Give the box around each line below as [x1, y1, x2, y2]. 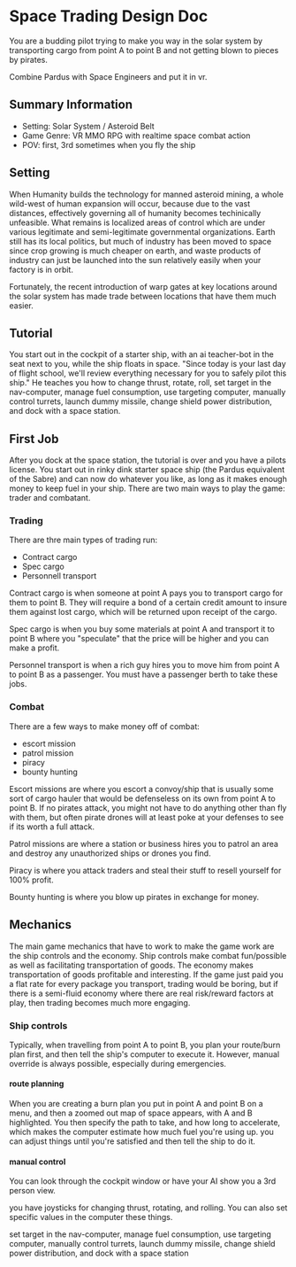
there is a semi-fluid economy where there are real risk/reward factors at [9, 988, 274, 999]
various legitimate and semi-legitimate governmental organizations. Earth [9, 226, 276, 237]
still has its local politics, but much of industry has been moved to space [9, 236, 272, 246]
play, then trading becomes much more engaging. [9, 997, 191, 1007]
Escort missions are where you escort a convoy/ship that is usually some [9, 783, 274, 794]
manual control [9, 1156, 66, 1167]
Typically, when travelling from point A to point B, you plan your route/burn [9, 1039, 281, 1050]
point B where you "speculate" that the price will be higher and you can [9, 633, 269, 644]
